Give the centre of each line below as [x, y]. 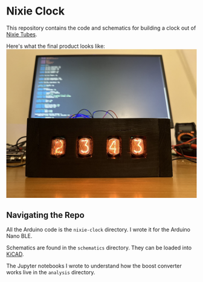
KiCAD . [15, 254]
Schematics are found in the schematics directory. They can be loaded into [99, 248]
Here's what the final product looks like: [56, 46]
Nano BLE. [19, 236]
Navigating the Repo [45, 215]
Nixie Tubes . [22, 34]
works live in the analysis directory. [51, 272]
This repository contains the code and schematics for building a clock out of [101, 28]
